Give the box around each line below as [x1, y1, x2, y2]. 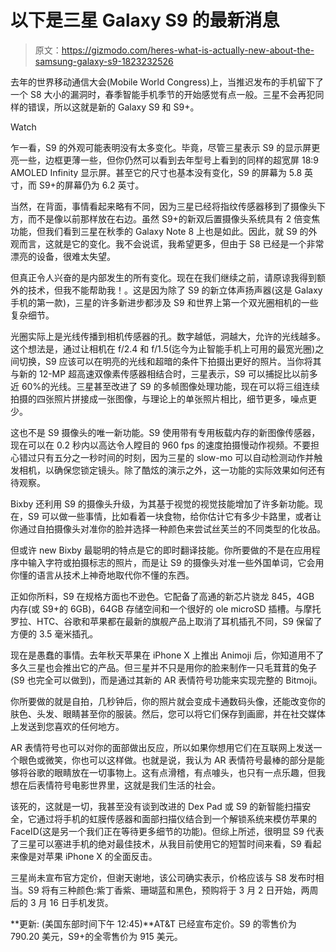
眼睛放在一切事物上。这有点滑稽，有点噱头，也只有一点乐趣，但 [53, 766, 317, 778]
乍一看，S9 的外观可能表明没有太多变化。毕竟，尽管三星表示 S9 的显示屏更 [10, 141, 321, 153]
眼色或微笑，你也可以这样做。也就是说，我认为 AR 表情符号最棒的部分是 [18, 754, 317, 766]
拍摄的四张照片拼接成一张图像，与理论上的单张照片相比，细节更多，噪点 [10, 392, 308, 405]
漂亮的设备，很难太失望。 [10, 250, 116, 262]
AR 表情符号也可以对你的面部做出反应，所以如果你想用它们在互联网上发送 [10, 741, 314, 753]
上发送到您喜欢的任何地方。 [10, 720, 125, 732]
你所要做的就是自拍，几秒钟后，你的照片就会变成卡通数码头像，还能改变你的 [10, 695, 326, 707]
